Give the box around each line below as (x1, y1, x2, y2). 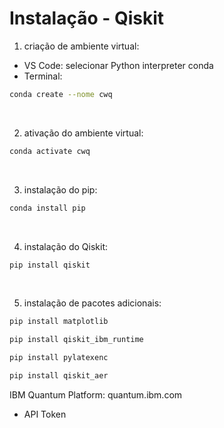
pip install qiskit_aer (9, 371, 109, 381)
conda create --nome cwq (9, 89, 113, 99)
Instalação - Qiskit (9, 7, 165, 30)
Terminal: (23, 70, 63, 82)
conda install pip (9, 203, 86, 213)
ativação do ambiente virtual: (23, 127, 144, 139)
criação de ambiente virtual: (23, 40, 140, 52)
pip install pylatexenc (9, 353, 109, 363)
